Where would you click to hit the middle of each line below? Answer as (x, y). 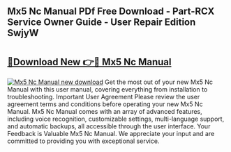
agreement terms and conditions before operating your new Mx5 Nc (105, 104)
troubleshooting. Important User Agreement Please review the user (104, 97)
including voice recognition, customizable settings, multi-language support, (116, 119)
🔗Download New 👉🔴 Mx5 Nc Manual (89, 62)
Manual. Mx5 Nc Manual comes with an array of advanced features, (105, 111)
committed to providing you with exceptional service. (83, 141)
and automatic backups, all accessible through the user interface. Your (109, 126)
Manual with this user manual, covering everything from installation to (107, 89)
